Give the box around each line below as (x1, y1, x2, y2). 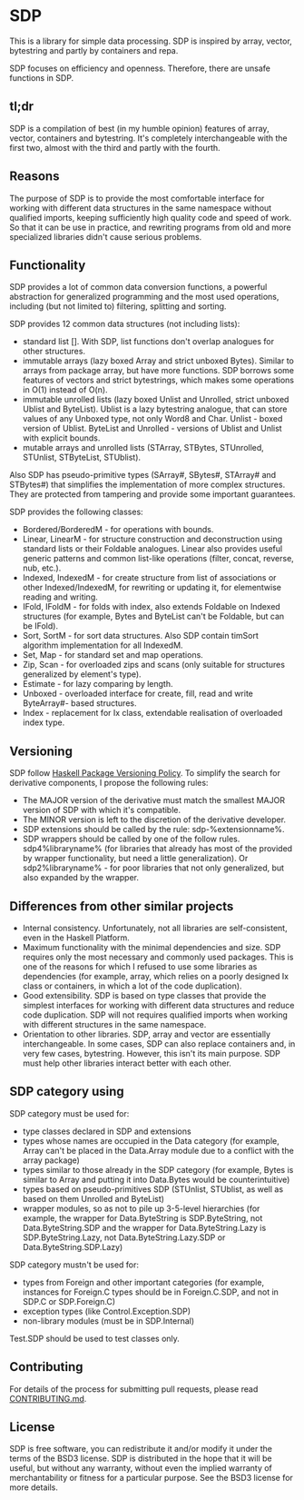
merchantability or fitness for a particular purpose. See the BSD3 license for (9, 1473, 293, 1484)
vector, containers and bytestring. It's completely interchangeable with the (9, 133, 288, 144)
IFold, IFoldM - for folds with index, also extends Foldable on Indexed (22, 601, 281, 612)
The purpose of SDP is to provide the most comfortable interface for (9, 193, 265, 204)
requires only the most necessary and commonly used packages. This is (22, 951, 294, 962)
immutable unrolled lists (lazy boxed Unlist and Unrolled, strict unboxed (22, 394, 289, 405)
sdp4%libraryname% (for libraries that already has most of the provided (22, 843, 293, 854)
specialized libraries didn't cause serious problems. (9, 231, 202, 242)
